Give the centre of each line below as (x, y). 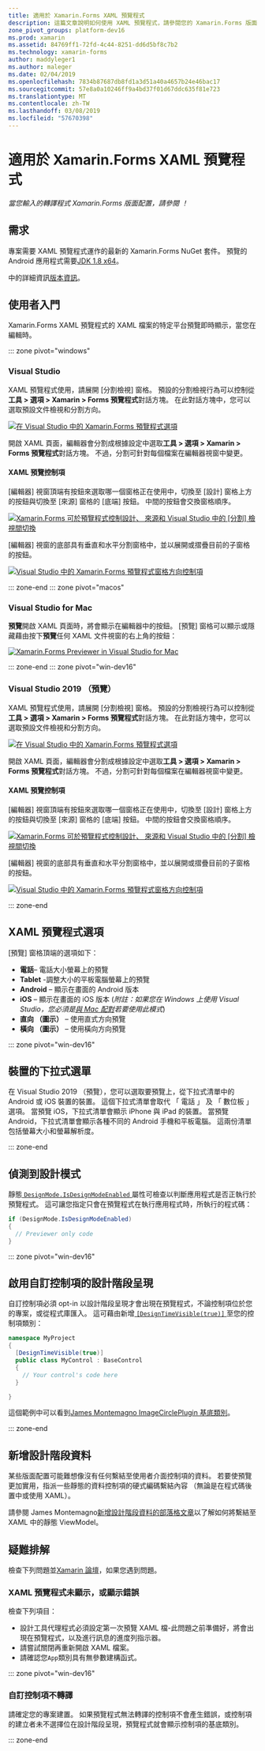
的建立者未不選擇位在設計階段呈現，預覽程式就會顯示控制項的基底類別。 (125, 1724)
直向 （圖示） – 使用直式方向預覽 (73, 1019)
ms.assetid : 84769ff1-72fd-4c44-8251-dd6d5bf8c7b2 (93, 45)
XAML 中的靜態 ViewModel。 (56, 1523)
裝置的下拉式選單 (50, 1071)
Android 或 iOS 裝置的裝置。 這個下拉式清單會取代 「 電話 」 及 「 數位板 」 (131, 1101)
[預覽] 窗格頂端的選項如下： (53, 952)
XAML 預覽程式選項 (56, 932)
